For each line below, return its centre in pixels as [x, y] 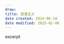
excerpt [13, 37]
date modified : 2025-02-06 [32, 23]
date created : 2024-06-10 [31, 18]
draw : [10, 9]
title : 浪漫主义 [20, 14]
